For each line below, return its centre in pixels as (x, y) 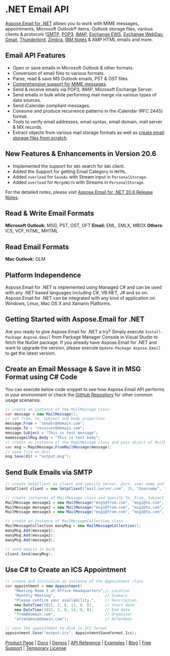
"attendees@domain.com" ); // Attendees (73, 619)
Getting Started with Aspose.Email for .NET (75, 319)
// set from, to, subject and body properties (55, 419)
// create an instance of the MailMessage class (57, 409)
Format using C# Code (41, 377)
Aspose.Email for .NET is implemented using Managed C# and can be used (83, 287)
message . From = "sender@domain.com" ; (45, 424)
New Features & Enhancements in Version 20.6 (81, 154)
